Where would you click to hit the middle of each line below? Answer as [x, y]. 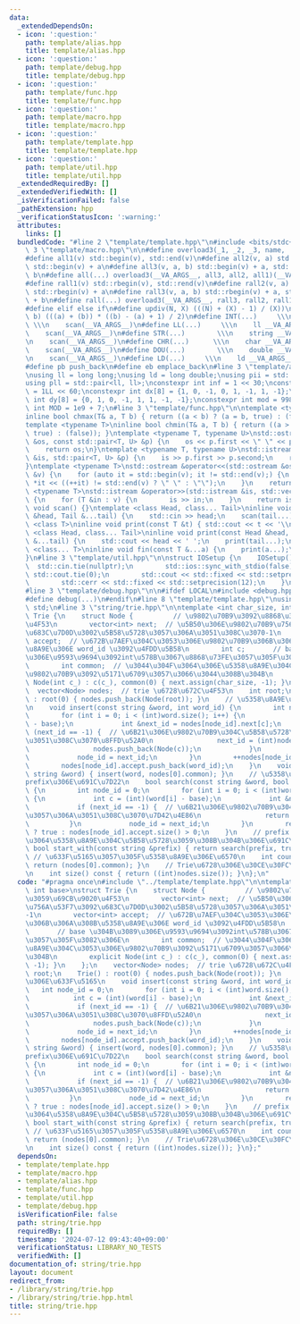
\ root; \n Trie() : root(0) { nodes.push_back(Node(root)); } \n [153, 974]
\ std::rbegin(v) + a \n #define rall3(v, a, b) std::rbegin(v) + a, [153, 291]
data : [19, 17]
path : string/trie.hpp [59, 1223]
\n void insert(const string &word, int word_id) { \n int [155, 707]
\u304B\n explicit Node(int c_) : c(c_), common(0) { [141, 957]
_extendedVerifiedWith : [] [67, 192]
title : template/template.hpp [82, 150]
